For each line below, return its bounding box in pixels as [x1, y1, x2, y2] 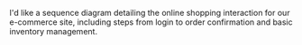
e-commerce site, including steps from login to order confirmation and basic [9, 17, 293, 27]
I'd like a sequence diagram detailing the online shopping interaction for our [9, 8, 290, 18]
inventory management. [9, 26, 97, 36]
